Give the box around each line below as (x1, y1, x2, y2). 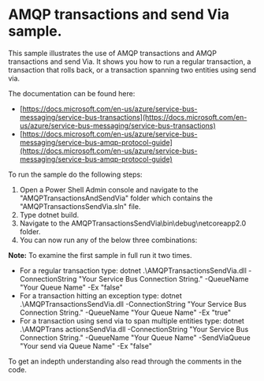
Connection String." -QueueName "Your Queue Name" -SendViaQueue (19, 333, 251, 342)
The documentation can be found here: (8, 88, 136, 98)
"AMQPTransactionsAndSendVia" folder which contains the (19, 193, 213, 203)
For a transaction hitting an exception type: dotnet (19, 290, 183, 301)
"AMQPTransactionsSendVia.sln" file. (19, 201, 141, 211)
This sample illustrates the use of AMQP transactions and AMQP (8, 48, 218, 58)
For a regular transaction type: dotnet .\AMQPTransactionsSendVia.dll (19, 266, 247, 275)
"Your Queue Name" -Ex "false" (19, 282, 124, 292)
